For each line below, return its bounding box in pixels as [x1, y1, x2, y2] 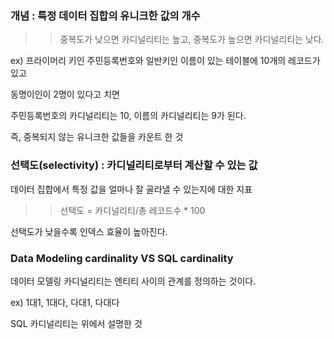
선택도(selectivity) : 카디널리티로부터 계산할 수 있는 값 [10, 158, 258, 172]
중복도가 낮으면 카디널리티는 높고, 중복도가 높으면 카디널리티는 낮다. [59, 33, 325, 46]
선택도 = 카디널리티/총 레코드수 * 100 [59, 204, 206, 216]
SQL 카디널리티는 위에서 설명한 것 [10, 317, 143, 329]
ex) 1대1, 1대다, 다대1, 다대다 [10, 296, 120, 308]
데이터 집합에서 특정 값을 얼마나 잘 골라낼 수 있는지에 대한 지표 [10, 183, 253, 195]
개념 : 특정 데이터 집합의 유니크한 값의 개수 [10, 8, 201, 22]
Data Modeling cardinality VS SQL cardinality [10, 251, 234, 265]
